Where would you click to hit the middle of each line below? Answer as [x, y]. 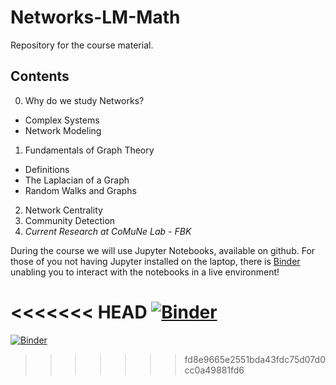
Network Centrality [63, 210]
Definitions [47, 169]
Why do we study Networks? [84, 100]
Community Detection [70, 220]
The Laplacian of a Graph [77, 180]
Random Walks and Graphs [80, 190]
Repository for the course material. [82, 45]
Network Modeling [63, 130]
